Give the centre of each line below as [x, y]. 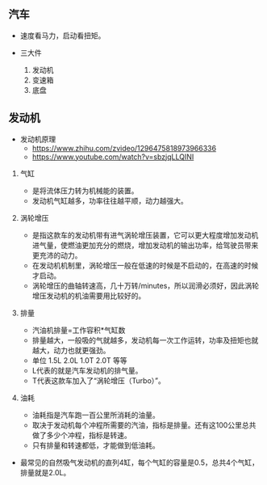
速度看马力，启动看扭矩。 [63, 36]
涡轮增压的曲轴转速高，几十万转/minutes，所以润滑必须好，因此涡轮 [146, 285]
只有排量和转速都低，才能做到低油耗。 [96, 445]
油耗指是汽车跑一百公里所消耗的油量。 [96, 415]
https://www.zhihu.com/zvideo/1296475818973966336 [124, 148]
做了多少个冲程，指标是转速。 [81, 435]
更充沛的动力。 [57, 255]
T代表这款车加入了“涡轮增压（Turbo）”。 [98, 380]
